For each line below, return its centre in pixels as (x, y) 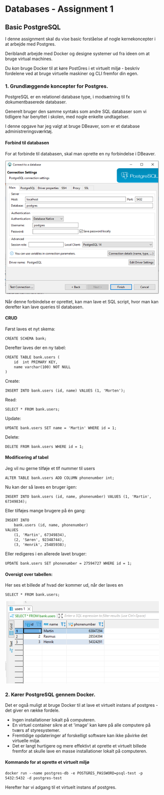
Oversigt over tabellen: (29, 574)
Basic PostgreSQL (33, 27)
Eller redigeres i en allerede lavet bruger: (46, 554)
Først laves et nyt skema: (30, 329)
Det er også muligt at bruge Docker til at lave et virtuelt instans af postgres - (82, 705)
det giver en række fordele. (32, 710)
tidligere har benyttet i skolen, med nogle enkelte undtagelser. (67, 117)
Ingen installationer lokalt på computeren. (54, 720)
